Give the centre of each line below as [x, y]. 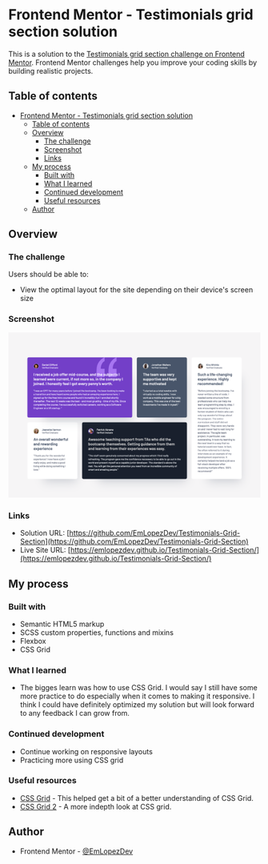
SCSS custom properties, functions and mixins [97, 632]
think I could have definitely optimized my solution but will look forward [137, 705]
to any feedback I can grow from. [75, 713]
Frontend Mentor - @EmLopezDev [76, 851]
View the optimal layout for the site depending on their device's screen [136, 290]
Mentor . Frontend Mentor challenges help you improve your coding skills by [133, 62]
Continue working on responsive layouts [86, 751]
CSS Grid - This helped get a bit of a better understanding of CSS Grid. [137, 798]
